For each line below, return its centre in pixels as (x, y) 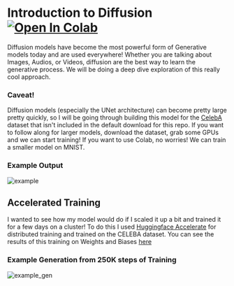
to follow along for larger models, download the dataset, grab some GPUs (113, 133)
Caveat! (21, 94)
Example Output (35, 166)
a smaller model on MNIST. (46, 148)
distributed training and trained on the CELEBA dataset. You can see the (111, 234)
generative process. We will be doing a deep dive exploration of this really (114, 69)
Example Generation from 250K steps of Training (92, 260)
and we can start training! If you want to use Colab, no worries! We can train (117, 140)
